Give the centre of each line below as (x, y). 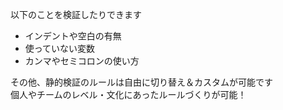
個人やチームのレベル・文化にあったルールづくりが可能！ (128, 94)
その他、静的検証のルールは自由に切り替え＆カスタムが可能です (141, 82)
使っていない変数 (60, 48)
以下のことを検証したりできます (76, 14)
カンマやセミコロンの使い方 (82, 61)
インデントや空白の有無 (73, 36)
